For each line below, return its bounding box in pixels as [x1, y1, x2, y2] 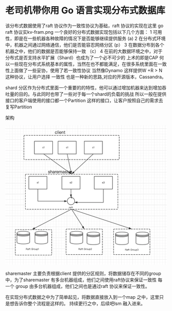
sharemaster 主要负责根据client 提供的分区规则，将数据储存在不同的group [5, 270, 161, 276]
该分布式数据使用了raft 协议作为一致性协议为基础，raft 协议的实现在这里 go [5, 23, 164, 29]
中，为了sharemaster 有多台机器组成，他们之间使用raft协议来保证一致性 [5, 277, 157, 283]
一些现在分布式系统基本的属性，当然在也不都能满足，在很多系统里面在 [9, 61, 158, 67]
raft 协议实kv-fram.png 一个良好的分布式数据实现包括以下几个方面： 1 [5, 29, 152, 35]
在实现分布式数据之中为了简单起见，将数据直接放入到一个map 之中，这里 [5, 294, 160, 300]
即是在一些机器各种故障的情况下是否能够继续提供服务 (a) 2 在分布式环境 [14, 35, 166, 41]
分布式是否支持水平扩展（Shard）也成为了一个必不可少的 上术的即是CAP [5, 54, 159, 60]
